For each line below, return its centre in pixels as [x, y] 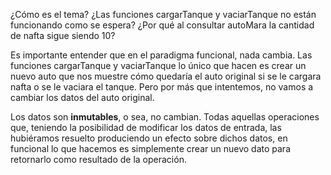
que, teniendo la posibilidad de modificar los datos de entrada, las [146, 127]
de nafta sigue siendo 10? [63, 35]
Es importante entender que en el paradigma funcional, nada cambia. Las [161, 55]
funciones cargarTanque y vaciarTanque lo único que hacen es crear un [158, 65]
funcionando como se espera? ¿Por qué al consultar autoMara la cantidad [162, 25]
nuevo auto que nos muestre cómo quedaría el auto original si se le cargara [166, 76]
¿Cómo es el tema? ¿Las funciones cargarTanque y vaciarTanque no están [163, 14]
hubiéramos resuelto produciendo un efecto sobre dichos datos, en [149, 138]
